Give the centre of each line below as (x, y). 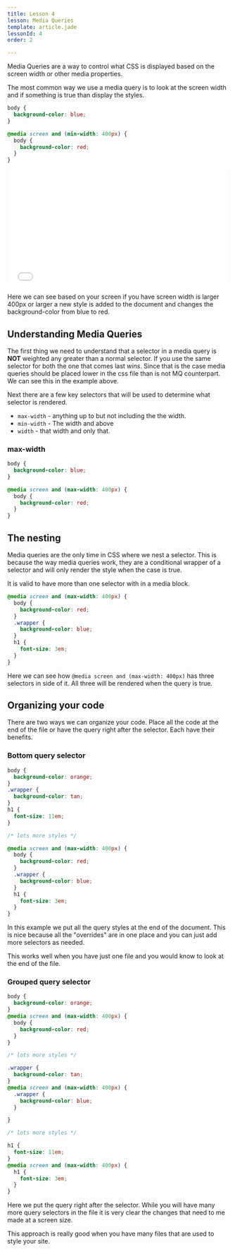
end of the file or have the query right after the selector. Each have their (111, 730)
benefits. (20, 737)
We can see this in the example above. (63, 381)
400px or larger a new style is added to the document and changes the (110, 304)
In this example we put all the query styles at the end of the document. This (117, 928)
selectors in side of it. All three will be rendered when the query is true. (110, 683)
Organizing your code (56, 706)
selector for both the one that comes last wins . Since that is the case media (116, 366)
